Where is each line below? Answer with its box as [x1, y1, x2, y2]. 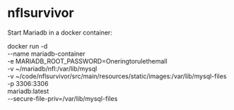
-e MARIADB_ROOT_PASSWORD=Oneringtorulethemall [7, 56, 168, 65]
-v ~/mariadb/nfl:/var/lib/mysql [7, 64, 98, 73]
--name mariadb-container [7, 49, 86, 58]
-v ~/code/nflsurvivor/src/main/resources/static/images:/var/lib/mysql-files [7, 72, 227, 80]
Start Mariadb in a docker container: [7, 28, 113, 37]
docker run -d [7, 42, 48, 50]
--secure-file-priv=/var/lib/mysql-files [7, 94, 118, 103]
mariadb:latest [7, 87, 49, 95]
